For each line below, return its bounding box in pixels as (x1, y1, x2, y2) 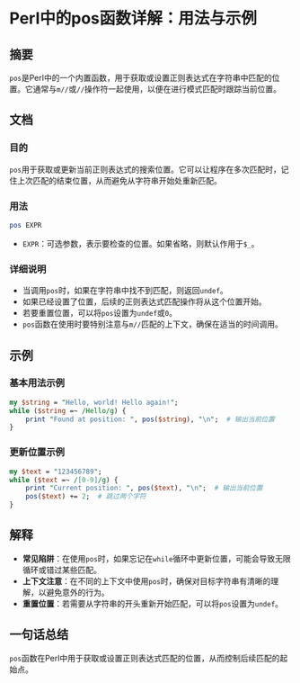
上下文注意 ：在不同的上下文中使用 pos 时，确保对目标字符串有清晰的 (22, 575, 271, 586)
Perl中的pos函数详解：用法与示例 (9, 8, 258, 29)
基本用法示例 (9, 377, 66, 390)
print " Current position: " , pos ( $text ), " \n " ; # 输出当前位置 (25, 483, 263, 493)
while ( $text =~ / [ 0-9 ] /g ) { (9, 475, 119, 484)
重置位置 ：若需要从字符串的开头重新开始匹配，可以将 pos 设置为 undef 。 (22, 598, 284, 608)
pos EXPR (9, 220, 42, 229)
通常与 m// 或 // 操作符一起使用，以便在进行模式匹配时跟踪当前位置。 (32, 84, 281, 94)
